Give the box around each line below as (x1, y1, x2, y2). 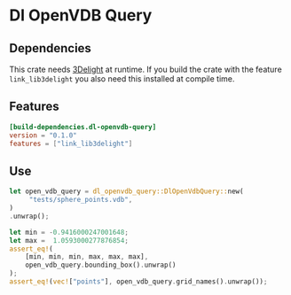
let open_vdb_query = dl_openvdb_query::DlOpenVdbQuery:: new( (9, 187, 244, 196)
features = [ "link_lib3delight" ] (9, 139, 133, 148)
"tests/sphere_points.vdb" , (28, 196, 133, 205)
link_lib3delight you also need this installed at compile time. (9, 74, 235, 84)
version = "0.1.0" (9, 130, 77, 140)
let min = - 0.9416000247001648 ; (9, 228, 129, 237)
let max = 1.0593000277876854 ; (9, 236, 129, 245)
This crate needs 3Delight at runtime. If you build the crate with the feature (9, 64, 282, 74)
